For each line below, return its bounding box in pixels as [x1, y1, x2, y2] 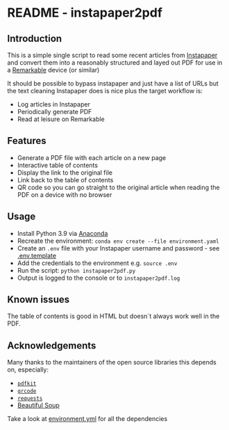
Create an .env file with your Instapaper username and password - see [17, 244, 220, 252]
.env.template [17, 251, 57, 260]
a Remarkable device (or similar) [7, 66, 100, 74]
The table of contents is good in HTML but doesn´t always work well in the [7, 312, 220, 321]
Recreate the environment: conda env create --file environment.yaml [17, 237, 220, 245]
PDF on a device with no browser [17, 190, 112, 199]
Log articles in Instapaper [17, 100, 90, 109]
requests [17, 395, 43, 402]
